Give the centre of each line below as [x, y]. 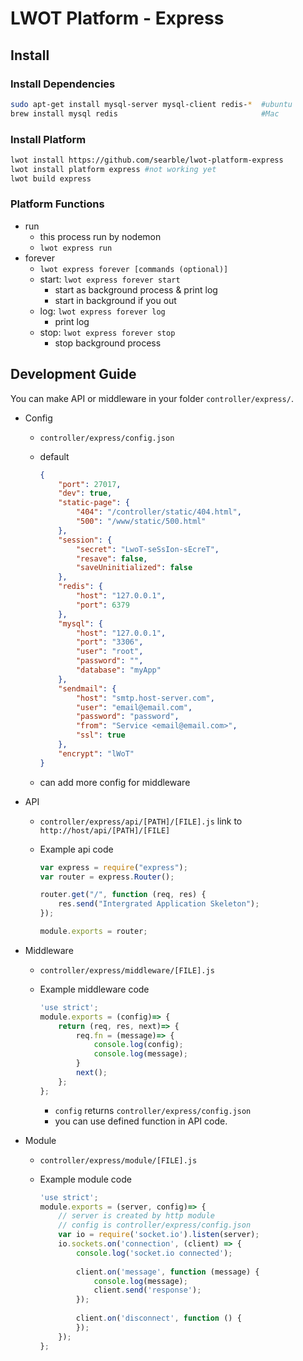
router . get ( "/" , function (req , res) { [123, 895]
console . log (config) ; [138, 1045]
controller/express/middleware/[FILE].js [127, 970]
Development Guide [73, 374]
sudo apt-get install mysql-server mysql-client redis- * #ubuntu [151, 104]
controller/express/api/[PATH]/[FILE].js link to [141, 821]
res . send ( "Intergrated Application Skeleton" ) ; [159, 904]
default [54, 456]
